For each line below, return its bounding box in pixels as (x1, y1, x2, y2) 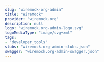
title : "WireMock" (5, 12, 43, 17)
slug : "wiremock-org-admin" (5, 7, 64, 12)
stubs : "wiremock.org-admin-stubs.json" (5, 44, 91, 49)
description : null (5, 21, 43, 26)
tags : (5, 35, 16, 40)
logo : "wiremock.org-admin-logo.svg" (5, 26, 84, 31)
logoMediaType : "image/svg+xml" (5, 30, 72, 35)
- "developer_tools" (5, 40, 48, 45)
